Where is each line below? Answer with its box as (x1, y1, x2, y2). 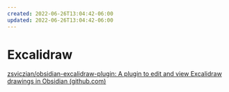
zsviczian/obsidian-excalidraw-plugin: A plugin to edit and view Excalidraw (7, 70, 223, 78)
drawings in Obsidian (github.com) (7, 77, 106, 86)
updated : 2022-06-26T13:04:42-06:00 (7, 17, 113, 24)
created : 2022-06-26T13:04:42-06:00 (7, 10, 113, 17)
